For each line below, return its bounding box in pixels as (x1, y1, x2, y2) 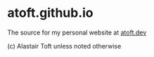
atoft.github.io (7, 5, 94, 21)
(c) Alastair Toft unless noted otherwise (7, 42, 122, 50)
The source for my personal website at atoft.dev (7, 28, 147, 37)
